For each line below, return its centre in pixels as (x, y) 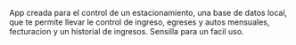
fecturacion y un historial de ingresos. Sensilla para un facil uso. (127, 31)
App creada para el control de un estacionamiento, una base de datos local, (148, 13)
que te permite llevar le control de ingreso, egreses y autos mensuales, (140, 22)
